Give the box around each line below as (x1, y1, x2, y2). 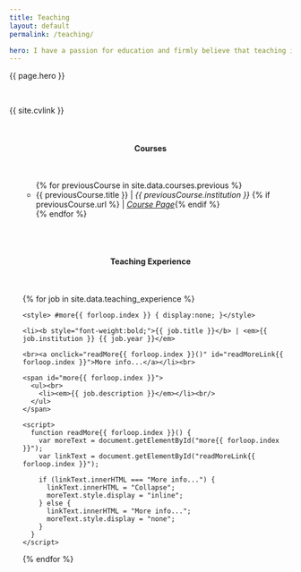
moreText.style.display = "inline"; (46, 491, 184, 499)
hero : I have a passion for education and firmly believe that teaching (9, 46, 287, 55)
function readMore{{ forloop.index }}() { (30, 428, 192, 437)
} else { (39, 499, 72, 508)
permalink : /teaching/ (9, 30, 94, 38)
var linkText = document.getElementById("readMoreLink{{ (39, 451, 256, 461)
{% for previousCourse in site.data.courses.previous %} (35, 180, 243, 191)
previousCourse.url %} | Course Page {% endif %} (35, 199, 221, 210)
